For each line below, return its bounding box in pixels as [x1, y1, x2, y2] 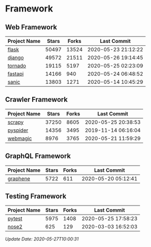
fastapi [7, 70, 24, 77]
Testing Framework [5, 192, 67, 201]
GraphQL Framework [5, 152, 71, 160]
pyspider [7, 127, 28, 134]
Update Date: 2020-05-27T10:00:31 [5, 236, 79, 242]
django [7, 54, 24, 61]
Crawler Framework [5, 95, 68, 104]
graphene [7, 175, 31, 182]
